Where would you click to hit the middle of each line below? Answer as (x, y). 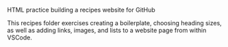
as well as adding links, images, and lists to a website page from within (107, 30)
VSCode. (20, 37)
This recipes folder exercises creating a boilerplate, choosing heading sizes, (115, 23)
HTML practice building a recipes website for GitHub (81, 10)
